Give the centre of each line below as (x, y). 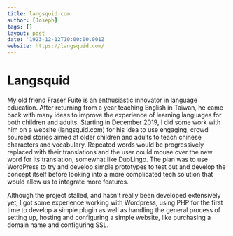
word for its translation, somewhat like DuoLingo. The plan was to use (108, 159)
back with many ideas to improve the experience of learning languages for (114, 115)
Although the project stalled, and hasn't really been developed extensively (114, 195)
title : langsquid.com (39, 14)
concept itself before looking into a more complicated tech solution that (110, 174)
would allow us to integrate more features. (68, 182)
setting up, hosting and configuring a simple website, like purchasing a (109, 217)
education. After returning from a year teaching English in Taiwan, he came (115, 107)
